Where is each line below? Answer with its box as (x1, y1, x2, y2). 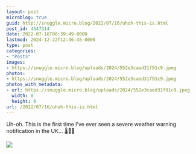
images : (6, 59, 26, 65)
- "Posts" (6, 54, 31, 60)
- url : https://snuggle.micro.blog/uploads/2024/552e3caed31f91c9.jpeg (6, 87, 190, 93)
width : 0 (11, 93, 34, 99)
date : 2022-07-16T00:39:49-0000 (6, 31, 87, 37)
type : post (6, 43, 34, 49)
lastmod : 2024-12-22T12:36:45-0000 (6, 37, 96, 43)
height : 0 (11, 98, 36, 104)
